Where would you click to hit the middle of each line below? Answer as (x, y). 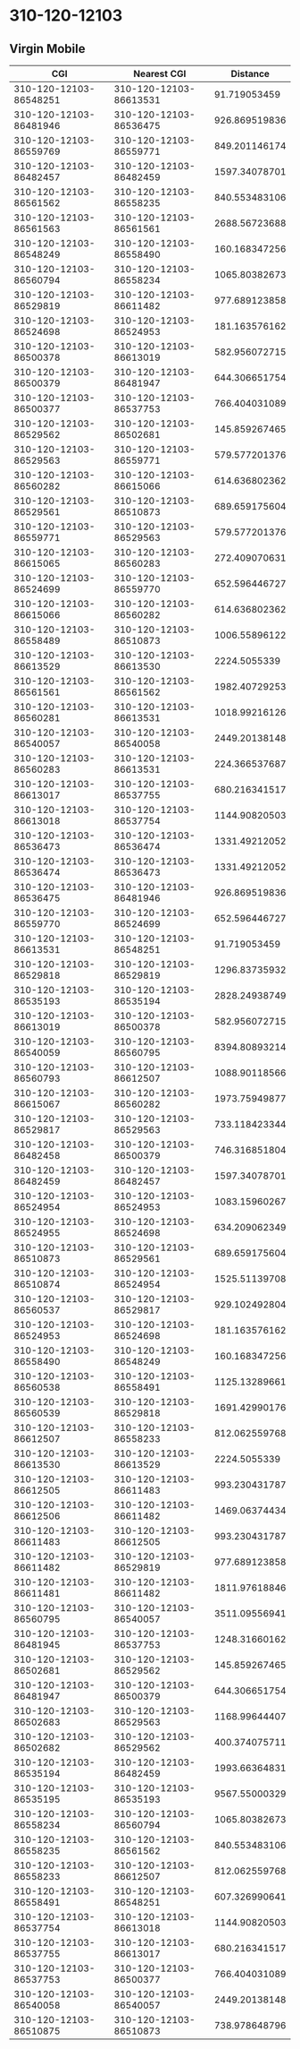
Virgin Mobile (47, 49)
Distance (250, 74)
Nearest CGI (160, 74)
